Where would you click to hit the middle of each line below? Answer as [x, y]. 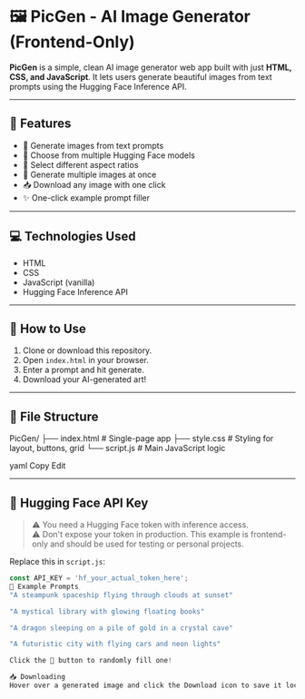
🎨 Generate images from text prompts [93, 145]
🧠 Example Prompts [44, 586]
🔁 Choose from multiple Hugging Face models [108, 155]
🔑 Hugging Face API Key [79, 502]
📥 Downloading [38, 677]
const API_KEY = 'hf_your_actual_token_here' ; [99, 578]
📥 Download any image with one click [94, 184]
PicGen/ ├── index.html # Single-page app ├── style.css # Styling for [142, 438]
